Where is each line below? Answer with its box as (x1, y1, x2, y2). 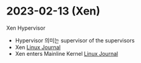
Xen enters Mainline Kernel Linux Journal (15, 50, 119, 57)
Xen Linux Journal (15, 44, 61, 51)
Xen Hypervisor (6, 24, 46, 31)
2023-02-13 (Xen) (6, 4, 100, 18)
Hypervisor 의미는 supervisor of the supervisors (15, 36, 135, 44)
